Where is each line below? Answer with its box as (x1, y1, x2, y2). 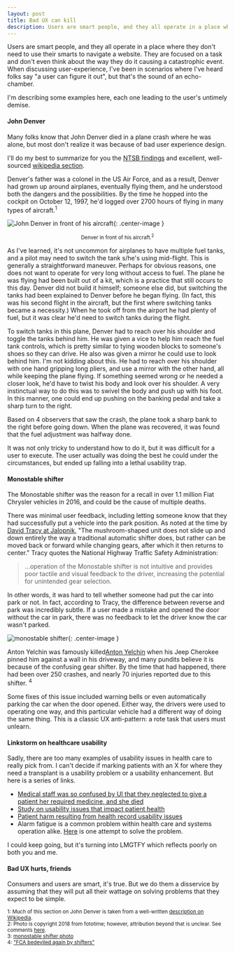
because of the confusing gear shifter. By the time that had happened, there (7, 662, 227, 671)
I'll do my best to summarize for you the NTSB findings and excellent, (7, 154, 207, 162)
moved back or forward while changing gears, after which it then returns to (7, 541, 224, 549)
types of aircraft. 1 (7, 204, 57, 214)
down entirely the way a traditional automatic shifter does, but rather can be (7, 534, 226, 542)
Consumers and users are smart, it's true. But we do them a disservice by (7, 880, 220, 888)
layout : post (7, 10, 45, 18)
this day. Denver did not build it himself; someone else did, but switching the (7, 284, 227, 292)
